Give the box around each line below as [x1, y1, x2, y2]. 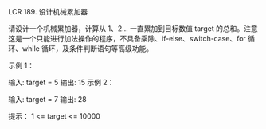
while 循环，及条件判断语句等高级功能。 [22, 44, 154, 53]
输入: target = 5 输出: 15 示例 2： [8, 78, 115, 87]
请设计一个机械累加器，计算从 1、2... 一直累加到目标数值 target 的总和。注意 [8, 24, 258, 33]
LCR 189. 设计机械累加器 [8, 7, 88, 16]
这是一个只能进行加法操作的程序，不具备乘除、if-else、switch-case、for [8, 34, 247, 43]
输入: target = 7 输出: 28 [8, 95, 88, 104]
